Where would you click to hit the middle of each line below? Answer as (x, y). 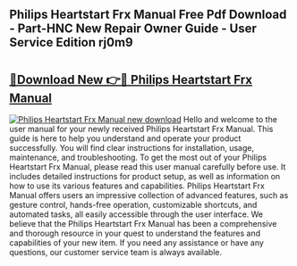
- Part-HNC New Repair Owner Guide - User (133, 29)
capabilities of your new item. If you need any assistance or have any (136, 243)
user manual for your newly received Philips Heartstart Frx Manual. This (141, 129)
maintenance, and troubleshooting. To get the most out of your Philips (138, 157)
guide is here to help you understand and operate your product (125, 138)
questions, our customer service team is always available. (116, 252)
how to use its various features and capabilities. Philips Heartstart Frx (137, 186)
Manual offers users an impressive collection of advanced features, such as (149, 195)
